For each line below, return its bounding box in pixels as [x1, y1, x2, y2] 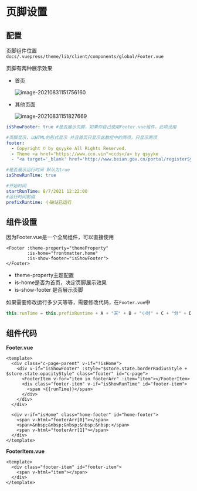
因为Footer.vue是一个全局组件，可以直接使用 [6, 234, 114, 241]
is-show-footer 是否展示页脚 [14, 287, 84, 294]
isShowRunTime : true [6, 172, 57, 179]
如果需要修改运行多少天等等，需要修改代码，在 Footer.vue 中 [6, 299, 151, 306]
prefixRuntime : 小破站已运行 [6, 199, 72, 205]
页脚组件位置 [6, 47, 37, 54]
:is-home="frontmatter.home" [27, 250, 98, 257]
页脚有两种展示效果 [6, 65, 53, 71]
